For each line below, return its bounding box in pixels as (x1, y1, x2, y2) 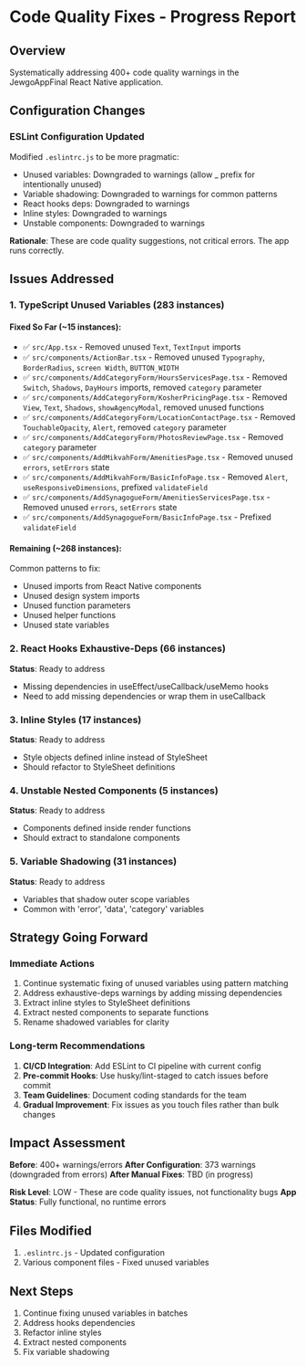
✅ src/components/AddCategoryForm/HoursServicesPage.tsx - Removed (22, 372, 288, 383)
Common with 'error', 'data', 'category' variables (22, 903, 205, 914)
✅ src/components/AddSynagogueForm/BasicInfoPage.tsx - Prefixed (22, 511, 271, 522)
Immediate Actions (9, 957, 96, 970)
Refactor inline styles (22, 1327, 102, 1339)
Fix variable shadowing (22, 1347, 110, 1358)
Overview (9, 43, 66, 58)
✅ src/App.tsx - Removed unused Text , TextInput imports (22, 341, 241, 352)
